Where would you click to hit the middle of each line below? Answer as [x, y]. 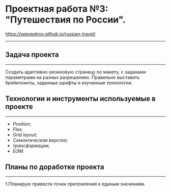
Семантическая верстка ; [40, 140]
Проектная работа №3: [57, 9]
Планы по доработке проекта [55, 167]
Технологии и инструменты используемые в [81, 99]
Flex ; [18, 129]
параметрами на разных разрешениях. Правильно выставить [73, 77]
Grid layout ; [25, 135]
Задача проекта [32, 55]
